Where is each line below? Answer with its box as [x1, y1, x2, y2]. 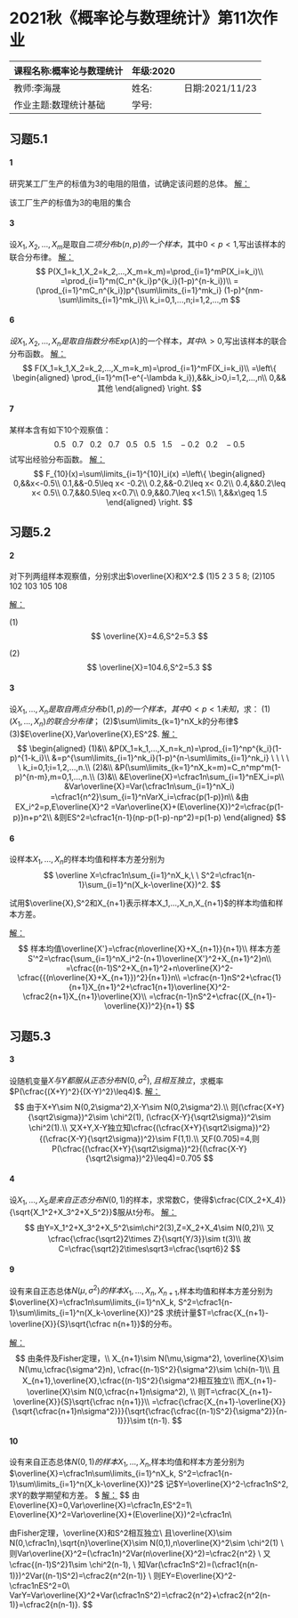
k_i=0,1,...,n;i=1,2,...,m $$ [149, 294, 241, 305]
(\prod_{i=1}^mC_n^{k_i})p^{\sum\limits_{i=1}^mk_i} [35, 285, 222, 295]
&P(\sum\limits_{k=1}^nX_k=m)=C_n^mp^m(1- [114, 762, 282, 773]
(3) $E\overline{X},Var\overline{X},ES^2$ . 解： [9, 729, 178, 739]
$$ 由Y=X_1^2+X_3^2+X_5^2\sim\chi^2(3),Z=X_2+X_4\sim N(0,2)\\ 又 [24, 1222, 275, 1233]
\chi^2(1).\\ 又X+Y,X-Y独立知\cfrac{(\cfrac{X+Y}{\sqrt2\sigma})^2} [28, 1123, 271, 1133]
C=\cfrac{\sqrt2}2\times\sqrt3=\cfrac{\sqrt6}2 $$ [58, 1244, 241, 1254]
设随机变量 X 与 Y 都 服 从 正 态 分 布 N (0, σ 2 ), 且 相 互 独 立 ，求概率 [9, 1074, 224, 1086]
